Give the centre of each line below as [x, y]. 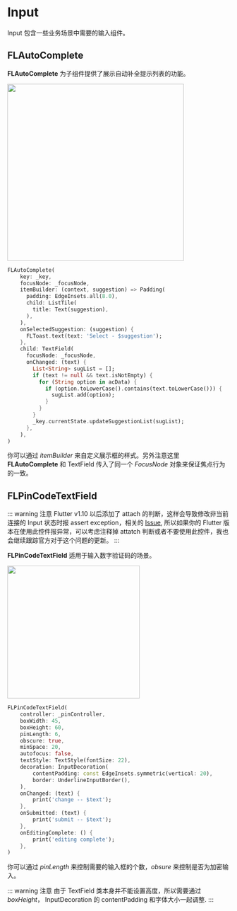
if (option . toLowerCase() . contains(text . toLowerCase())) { [133, 389]
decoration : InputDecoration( [65, 767]
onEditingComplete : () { [56, 832]
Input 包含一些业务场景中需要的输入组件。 [68, 33]
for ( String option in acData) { [88, 382]
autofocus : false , [47, 754]
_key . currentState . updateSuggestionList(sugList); [109, 421]
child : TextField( [47, 349]
